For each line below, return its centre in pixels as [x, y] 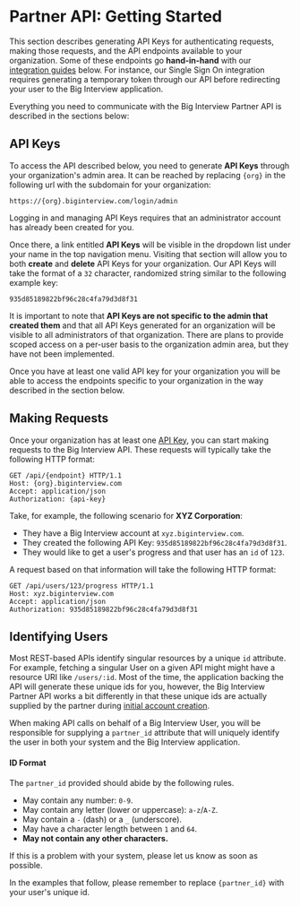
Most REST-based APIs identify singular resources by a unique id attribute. [148, 658]
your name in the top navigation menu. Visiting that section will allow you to [148, 254]
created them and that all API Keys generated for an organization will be [142, 325]
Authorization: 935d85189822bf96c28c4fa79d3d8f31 [104, 609]
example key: [34, 282]
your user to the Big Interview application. [86, 89]
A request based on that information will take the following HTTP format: [143, 569]
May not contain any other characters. [95, 838]
